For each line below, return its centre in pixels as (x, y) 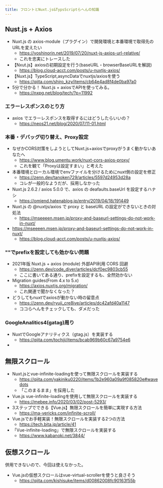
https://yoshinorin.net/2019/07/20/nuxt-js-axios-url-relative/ (80, 53)
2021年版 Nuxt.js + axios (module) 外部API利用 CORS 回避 (70, 264)
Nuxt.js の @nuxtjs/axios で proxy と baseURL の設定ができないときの (82, 207)
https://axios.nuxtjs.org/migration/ (53, 286)
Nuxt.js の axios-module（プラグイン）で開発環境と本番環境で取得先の (83, 41)
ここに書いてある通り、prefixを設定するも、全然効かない (76, 275)
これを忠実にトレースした (45, 59)
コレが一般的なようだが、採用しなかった (60, 183)
